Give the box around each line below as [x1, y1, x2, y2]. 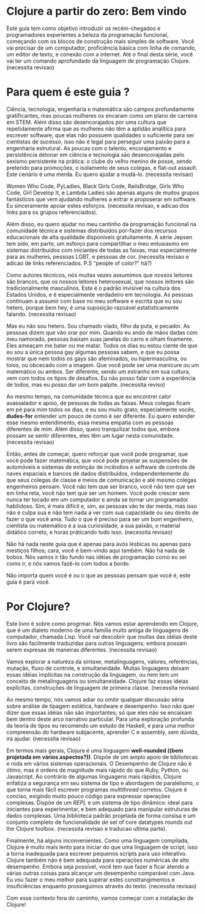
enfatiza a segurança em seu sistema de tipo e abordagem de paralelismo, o [6, 779, 199, 786]
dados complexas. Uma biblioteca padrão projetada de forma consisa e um [6, 812, 196, 819]
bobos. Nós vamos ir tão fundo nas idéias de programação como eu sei [6, 553, 187, 560]
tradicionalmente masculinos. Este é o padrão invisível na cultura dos [6, 284, 181, 292]
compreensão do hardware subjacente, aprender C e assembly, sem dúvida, [6, 728, 199, 736]
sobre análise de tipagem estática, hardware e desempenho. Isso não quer [6, 702, 195, 709]
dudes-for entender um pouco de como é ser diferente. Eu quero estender [6, 412, 195, 419]
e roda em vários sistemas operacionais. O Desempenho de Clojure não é [6, 760, 192, 767]
